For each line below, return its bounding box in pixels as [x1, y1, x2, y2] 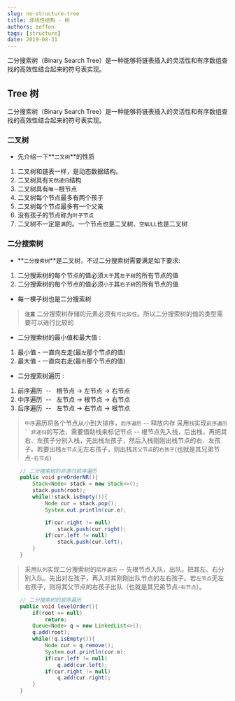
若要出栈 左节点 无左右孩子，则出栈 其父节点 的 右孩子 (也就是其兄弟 [36, 445, 214, 453]
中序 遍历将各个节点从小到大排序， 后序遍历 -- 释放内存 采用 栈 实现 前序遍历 [24, 419, 228, 427]
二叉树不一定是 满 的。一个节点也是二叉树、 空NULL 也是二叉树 [17, 219, 188, 228]
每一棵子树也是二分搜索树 [17, 294, 92, 303]
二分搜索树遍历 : [17, 371, 64, 380]
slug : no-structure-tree [7, 10, 80, 17]
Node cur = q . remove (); [44, 642, 114, 649]
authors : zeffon [7, 23, 55, 30]
